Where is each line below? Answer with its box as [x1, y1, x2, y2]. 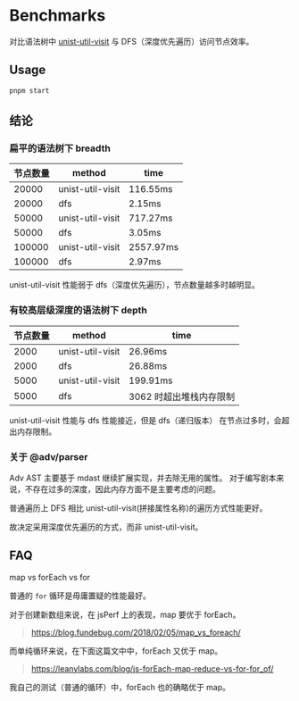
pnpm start [9, 86, 50, 95]
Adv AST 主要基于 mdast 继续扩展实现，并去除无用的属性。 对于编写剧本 [9, 472, 277, 483]
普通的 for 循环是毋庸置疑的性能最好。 [9, 590, 152, 601]
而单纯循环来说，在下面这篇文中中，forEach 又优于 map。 [9, 645, 223, 656]
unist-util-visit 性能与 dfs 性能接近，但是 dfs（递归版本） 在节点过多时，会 [9, 414, 283, 425]
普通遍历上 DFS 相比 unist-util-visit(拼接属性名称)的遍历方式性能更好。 [9, 502, 268, 513]
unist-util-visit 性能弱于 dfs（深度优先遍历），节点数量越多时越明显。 [9, 280, 261, 290]
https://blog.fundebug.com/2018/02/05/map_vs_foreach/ [30, 627, 241, 638]
